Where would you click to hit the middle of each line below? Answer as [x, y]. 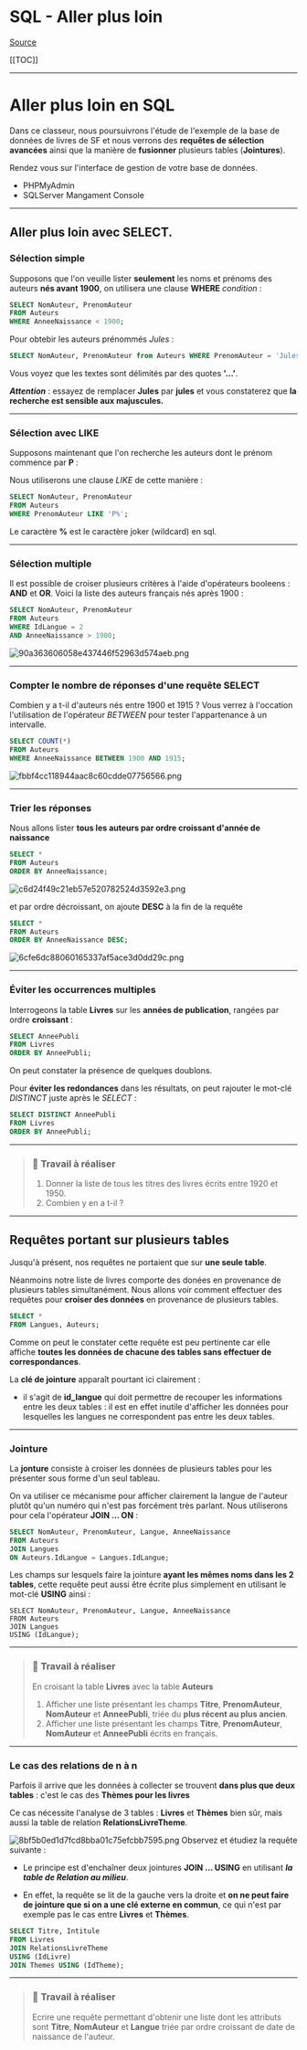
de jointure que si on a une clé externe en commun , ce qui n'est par [152, 1905]
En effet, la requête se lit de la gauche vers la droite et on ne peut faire [156, 1895]
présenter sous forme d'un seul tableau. [85, 1478]
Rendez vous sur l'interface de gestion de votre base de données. [133, 167]
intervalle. [28, 724]
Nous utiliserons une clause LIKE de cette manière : [106, 481]
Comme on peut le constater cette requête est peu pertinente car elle [140, 1342]
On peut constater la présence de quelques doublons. [111, 1071]
